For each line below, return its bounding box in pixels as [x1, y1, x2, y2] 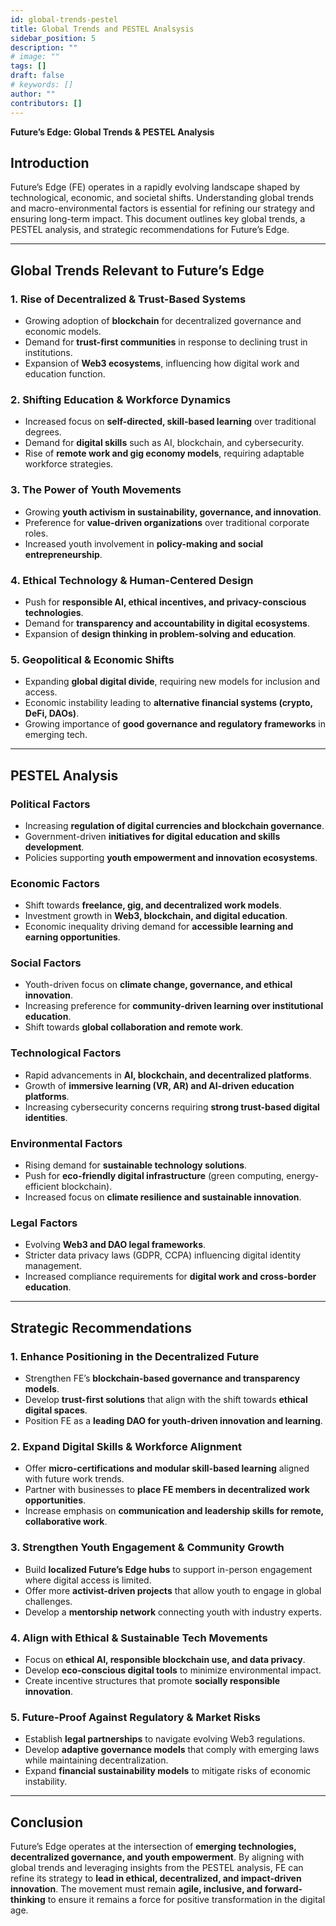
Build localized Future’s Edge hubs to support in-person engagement [24, 1563, 313, 1575]
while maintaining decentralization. [24, 1754, 169, 1766]
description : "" [10, 42, 78, 53]
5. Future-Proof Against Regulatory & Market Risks [10, 1710, 261, 1724]
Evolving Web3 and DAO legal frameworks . [24, 1239, 207, 1251]
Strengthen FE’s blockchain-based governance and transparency [24, 1372, 301, 1385]
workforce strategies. [24, 458, 114, 470]
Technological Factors [10, 1046, 122, 1060]
